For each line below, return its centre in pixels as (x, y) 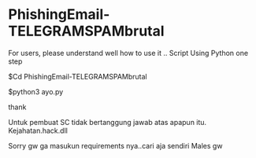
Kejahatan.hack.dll (38, 130)
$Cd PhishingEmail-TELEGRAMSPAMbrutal (78, 76)
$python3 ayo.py (36, 91)
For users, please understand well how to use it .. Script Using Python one (128, 53)
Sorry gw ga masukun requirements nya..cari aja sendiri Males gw (115, 145)
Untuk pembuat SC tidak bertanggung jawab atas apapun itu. (108, 122)
